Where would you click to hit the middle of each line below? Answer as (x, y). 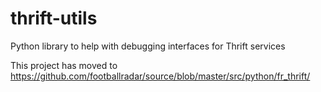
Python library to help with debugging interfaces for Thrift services (148, 46)
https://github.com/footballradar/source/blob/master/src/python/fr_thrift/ (160, 76)
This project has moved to (64, 65)
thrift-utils (54, 18)
